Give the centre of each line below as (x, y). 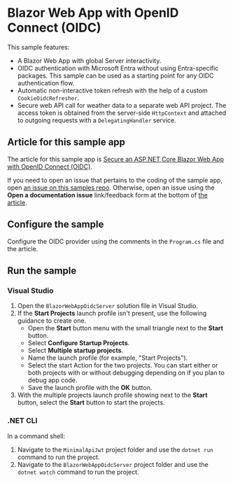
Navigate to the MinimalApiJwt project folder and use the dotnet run (115, 449)
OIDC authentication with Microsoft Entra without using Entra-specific (118, 68)
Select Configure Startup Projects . (79, 343)
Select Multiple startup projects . (76, 351)
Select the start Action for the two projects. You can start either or (123, 365)
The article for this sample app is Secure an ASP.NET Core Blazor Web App (115, 159)
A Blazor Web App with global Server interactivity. (89, 60)
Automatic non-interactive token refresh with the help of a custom (112, 90)
